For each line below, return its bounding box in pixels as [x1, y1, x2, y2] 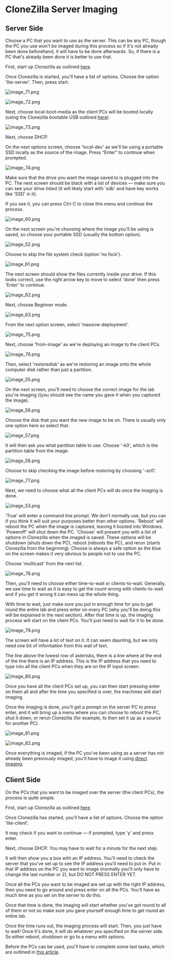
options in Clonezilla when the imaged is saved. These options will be [5, 534, 152, 540]
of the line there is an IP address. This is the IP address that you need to [5, 658, 157, 664]
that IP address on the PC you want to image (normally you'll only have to [5, 865, 160, 872]
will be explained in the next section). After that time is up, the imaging [5, 612, 153, 618]
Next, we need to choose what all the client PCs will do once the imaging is [5, 487, 163, 493]
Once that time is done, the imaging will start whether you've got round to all [5, 902, 166, 908]
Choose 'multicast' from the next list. [5, 561, 83, 566]
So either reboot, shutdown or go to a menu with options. [5, 933, 126, 940]
